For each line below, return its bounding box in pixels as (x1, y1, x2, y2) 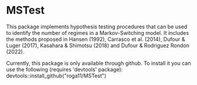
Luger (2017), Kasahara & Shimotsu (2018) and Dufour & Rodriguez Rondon (6, 42, 190, 49)
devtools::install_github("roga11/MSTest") (6, 72, 107, 79)
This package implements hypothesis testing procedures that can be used (6, 23, 188, 30)
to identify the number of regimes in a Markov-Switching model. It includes (6, 29, 189, 36)
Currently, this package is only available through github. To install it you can (6, 60, 191, 67)
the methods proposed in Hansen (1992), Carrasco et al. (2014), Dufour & (6, 35, 185, 42)
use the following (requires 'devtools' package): (6, 66, 123, 73)
